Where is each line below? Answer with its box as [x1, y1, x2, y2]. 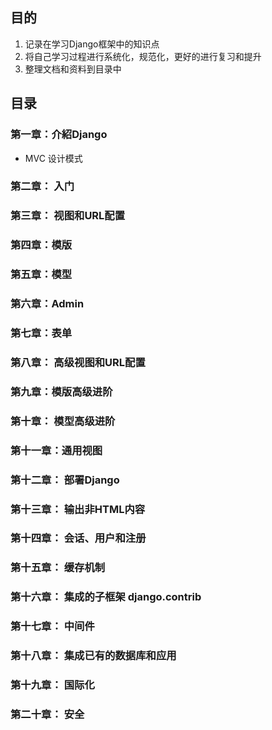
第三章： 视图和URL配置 [10, 209, 126, 223]
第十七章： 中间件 [10, 619, 95, 633]
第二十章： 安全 [10, 708, 85, 722]
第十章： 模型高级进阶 [10, 414, 116, 428]
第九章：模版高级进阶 [10, 384, 113, 398]
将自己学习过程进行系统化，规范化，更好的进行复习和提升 [24, 50, 262, 62]
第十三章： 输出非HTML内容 [10, 502, 146, 516]
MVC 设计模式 [24, 152, 83, 164]
